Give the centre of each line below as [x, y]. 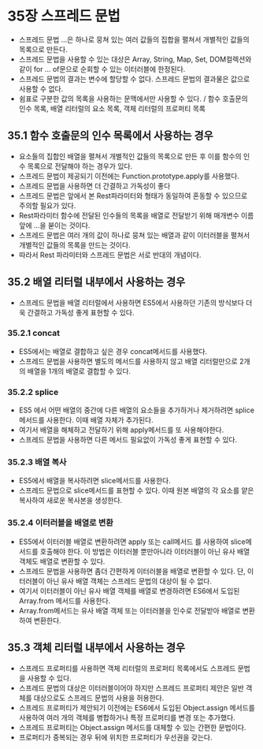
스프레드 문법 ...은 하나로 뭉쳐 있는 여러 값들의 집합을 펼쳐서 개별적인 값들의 [134, 39]
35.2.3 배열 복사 [37, 462]
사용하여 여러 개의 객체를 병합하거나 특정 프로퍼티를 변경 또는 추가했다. [127, 717]
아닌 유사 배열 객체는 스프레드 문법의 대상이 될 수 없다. [129, 581]
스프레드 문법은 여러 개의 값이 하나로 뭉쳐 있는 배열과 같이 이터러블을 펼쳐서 [134, 235]
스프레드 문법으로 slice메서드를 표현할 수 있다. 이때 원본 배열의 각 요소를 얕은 [136, 490]
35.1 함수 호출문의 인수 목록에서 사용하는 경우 [110, 136]
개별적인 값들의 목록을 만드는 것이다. [74, 244]
